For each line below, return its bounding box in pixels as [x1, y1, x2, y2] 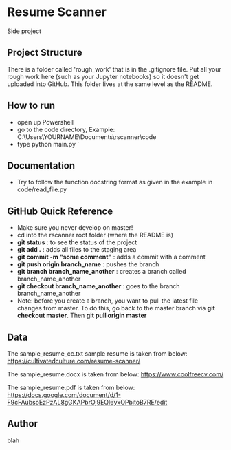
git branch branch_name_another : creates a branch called [16, 268, 187, 276]
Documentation [7, 160, 76, 171]
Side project [7, 27, 42, 35]
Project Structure [7, 47, 82, 58]
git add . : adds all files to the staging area [16, 246, 137, 254]
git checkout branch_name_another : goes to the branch [16, 282, 180, 290]
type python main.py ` [16, 140, 80, 148]
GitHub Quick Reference [7, 205, 113, 217]
